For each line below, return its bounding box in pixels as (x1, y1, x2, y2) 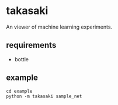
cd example (6, 88, 33, 94)
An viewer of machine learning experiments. (6, 23, 113, 30)
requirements (6, 40, 57, 50)
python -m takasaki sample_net (6, 93, 82, 99)
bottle (14, 55, 29, 62)
